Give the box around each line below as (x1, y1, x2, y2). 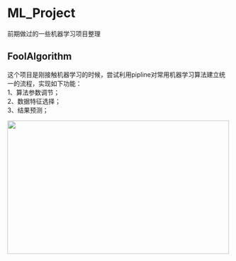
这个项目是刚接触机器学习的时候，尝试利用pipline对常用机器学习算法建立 (7, 70, 220, 79)
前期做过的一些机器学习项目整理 (7, 29, 101, 38)
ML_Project (7, 5, 76, 21)
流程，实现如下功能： (19, 79, 82, 87)
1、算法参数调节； (7, 87, 60, 97)
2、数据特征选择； (7, 97, 62, 105)
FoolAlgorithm (7, 50, 72, 63)
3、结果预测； (7, 105, 49, 114)
